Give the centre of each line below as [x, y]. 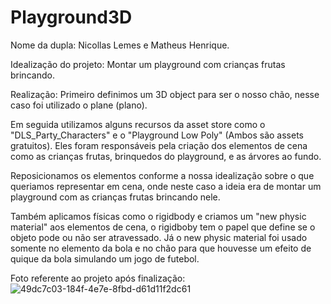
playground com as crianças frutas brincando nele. [115, 197]
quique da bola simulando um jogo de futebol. [105, 258]
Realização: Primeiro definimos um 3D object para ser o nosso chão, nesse [165, 94]
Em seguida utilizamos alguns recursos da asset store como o [138, 124]
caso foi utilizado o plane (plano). [79, 105]
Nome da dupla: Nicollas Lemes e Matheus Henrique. [120, 45]
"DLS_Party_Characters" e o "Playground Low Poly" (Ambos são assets [157, 135]
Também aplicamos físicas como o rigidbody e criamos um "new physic [158, 216]
